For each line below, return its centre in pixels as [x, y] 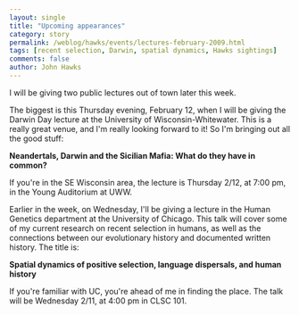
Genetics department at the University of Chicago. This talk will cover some [148, 219]
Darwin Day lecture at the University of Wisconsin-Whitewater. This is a [141, 119]
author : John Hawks [46, 68]
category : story [39, 34]
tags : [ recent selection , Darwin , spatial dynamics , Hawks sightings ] [143, 51]
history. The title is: [44, 247]
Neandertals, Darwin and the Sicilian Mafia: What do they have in [133, 155]
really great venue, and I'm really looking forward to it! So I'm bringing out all [150, 128]
